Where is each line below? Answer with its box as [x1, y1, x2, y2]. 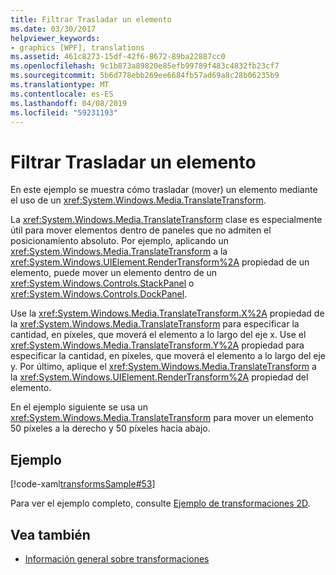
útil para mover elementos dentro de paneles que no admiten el [10, 224, 272, 236]
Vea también [10, 526, 91, 543]
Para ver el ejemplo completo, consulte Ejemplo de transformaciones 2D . [10, 497, 311, 510]
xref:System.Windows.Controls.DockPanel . [10, 288, 188, 300]
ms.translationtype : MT [10, 80, 110, 90]
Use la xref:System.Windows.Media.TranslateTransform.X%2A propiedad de [10, 307, 325, 320]
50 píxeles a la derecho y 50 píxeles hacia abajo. [10, 422, 211, 435]
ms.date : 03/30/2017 [10, 24, 97, 34]
